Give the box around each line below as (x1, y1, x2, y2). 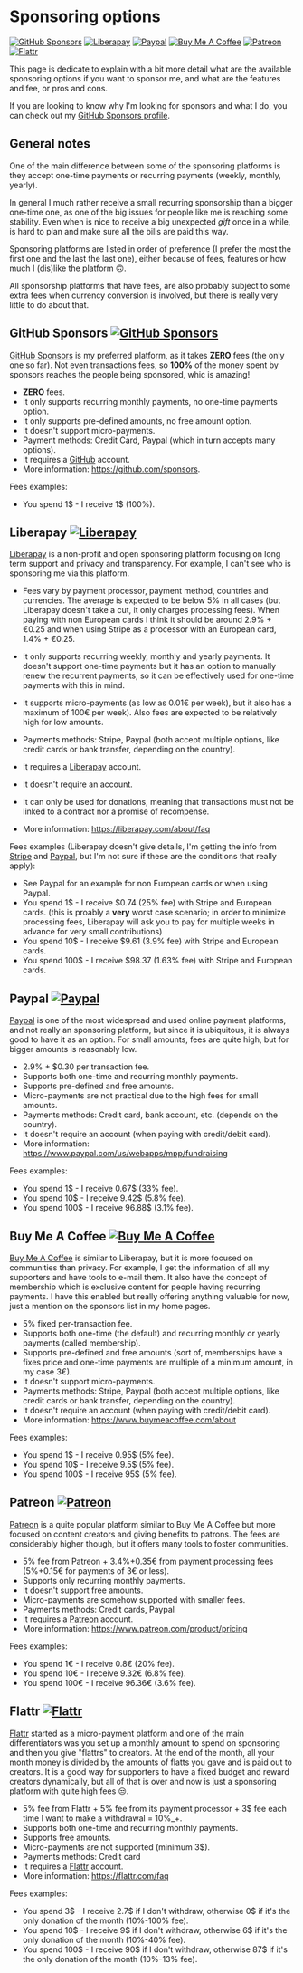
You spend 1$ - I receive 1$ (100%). (22, 498, 156, 509)
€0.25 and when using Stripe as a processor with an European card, (22, 624, 278, 635)
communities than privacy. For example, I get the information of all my (9, 1262, 270, 1273)
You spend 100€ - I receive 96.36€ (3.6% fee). (22, 1677, 196, 1688)
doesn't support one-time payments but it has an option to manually (22, 661, 277, 672)
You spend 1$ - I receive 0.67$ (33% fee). (22, 1183, 179, 1194)
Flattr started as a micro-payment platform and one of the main (9, 1728, 244, 1738)
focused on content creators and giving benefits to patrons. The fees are (9, 1528, 280, 1539)
